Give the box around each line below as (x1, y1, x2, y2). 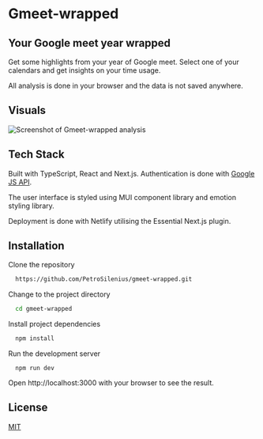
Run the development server (8, 349, 101, 358)
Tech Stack (8, 148, 65, 161)
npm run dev (15, 365, 55, 373)
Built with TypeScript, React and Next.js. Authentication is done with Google (8, 168, 255, 178)
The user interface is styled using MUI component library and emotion (8, 192, 237, 202)
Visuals (8, 104, 46, 117)
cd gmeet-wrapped (15, 305, 73, 313)
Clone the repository (8, 260, 75, 270)
